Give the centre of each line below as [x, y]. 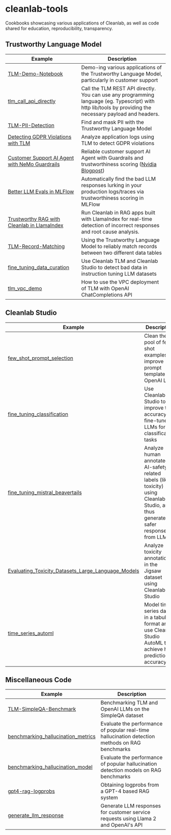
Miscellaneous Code [38, 680]
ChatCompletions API [107, 294]
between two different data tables [121, 253]
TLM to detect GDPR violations [118, 143]
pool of [153, 342]
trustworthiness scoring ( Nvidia [119, 164]
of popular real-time [125, 730]
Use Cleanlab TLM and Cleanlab [120, 261]
